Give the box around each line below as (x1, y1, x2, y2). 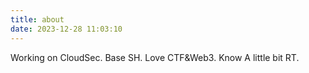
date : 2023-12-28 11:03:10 (10, 24, 123, 34)
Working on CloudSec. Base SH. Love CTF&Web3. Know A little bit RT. (10, 51, 300, 63)
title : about (10, 14, 65, 25)
